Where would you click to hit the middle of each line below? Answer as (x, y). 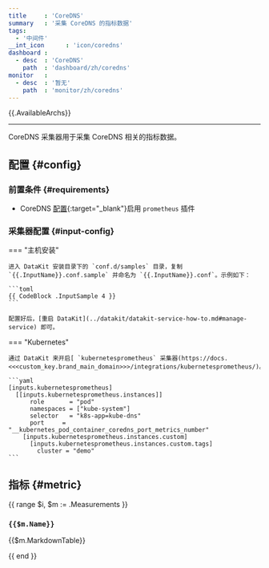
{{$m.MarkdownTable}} (47, 541)
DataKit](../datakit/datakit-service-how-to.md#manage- (152, 319)
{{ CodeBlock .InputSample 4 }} (62, 296)
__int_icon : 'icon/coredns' (66, 46)
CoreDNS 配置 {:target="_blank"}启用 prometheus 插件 (107, 208)
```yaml (21, 381)
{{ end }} (23, 556)
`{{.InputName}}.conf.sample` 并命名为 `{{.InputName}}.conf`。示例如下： (130, 276)
